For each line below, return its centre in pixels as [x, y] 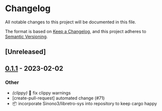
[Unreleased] [26, 52]
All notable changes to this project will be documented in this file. [71, 22]
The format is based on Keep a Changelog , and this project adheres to [76, 31]
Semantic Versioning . [26, 37]
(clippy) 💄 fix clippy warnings [41, 93]
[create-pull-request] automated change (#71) [58, 98]
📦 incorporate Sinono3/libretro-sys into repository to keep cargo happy [84, 104]
